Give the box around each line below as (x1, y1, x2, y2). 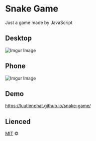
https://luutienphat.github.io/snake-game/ (5, 103, 91, 109)
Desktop (5, 34, 32, 42)
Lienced (5, 117, 31, 125)
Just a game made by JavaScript (5, 19, 73, 25)
